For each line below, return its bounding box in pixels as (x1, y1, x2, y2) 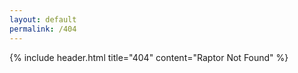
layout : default (9, 14, 77, 25)
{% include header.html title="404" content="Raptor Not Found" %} (9, 51, 289, 63)
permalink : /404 (9, 24, 77, 34)
